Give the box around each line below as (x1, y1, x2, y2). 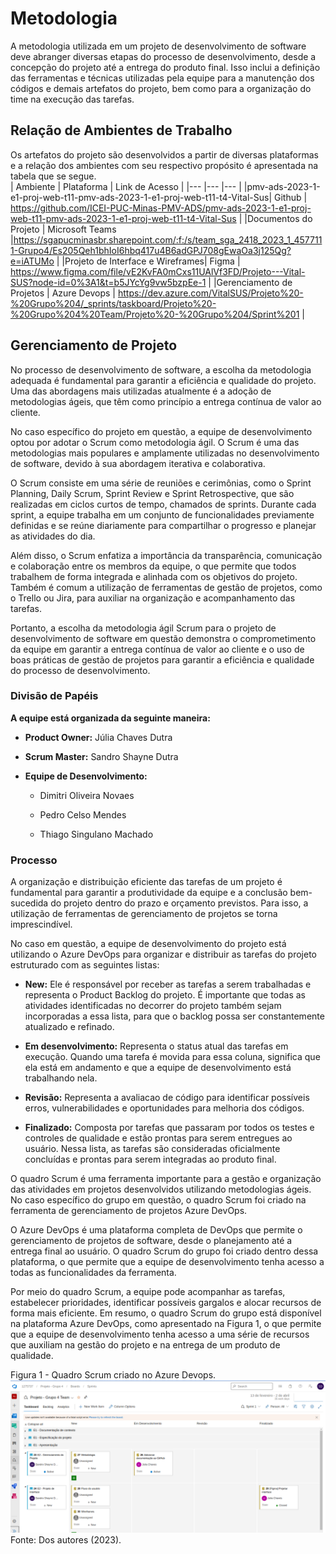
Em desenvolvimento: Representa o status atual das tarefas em (24, 1040, 289, 1052)
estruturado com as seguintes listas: (10, 959, 160, 971)
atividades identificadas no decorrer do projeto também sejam (24, 1000, 282, 1012)
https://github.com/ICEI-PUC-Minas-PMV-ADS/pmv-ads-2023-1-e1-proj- (10, 202, 312, 214)
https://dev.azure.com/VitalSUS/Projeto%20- (117, 287, 304, 299)
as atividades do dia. (10, 530, 96, 542)
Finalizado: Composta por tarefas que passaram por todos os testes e (24, 1122, 315, 1134)
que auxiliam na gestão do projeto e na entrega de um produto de (10, 1339, 281, 1351)
